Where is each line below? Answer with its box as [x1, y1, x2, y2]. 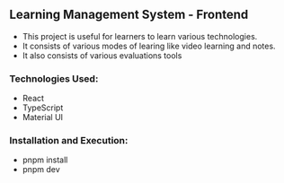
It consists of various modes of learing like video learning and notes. [22, 40, 276, 51]
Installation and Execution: [9, 135, 129, 147]
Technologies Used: [9, 72, 99, 84]
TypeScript [22, 102, 64, 113]
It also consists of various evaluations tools [22, 49, 182, 61]
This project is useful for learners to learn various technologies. [22, 30, 258, 41]
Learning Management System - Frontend [9, 7, 249, 22]
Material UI [22, 112, 64, 123]
